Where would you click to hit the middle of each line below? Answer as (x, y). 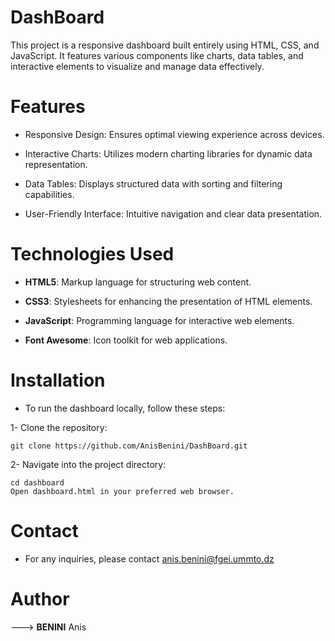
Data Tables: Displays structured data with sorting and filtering (153, 183)
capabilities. (49, 194)
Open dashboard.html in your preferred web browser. (122, 491)
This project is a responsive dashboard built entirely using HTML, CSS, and (165, 45)
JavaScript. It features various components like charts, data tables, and (157, 55)
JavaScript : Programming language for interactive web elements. (159, 320)
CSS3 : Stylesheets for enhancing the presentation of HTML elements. (168, 301)
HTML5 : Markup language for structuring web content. (138, 282)
